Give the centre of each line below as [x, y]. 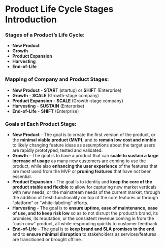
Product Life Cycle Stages [59, 9]
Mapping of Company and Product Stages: [57, 79]
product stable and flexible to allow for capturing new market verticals [84, 187]
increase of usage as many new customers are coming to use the [79, 161]
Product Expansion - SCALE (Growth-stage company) [68, 101]
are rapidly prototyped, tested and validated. [57, 150]
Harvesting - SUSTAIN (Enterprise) [48, 106]
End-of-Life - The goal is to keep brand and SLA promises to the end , [84, 229]
